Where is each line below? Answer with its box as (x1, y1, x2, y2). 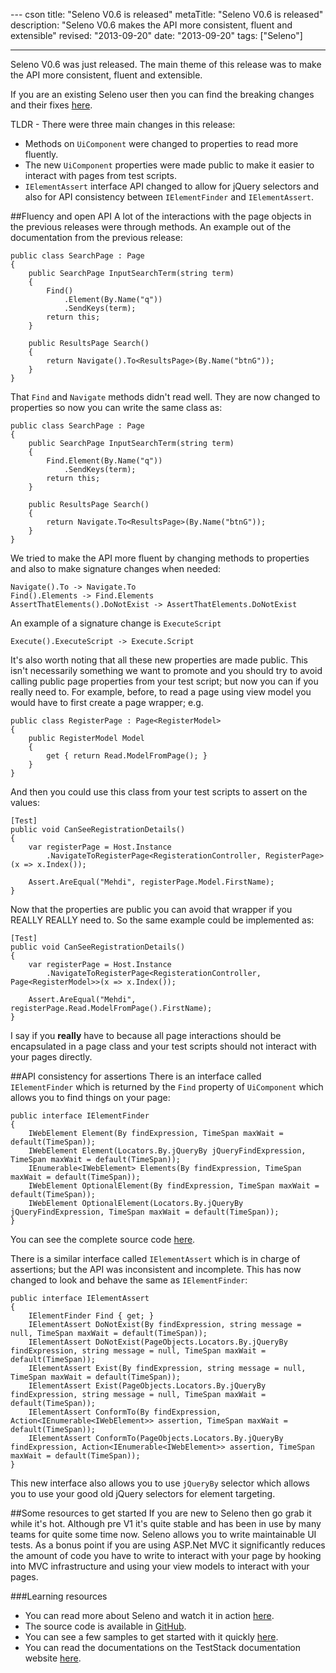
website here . (24, 1652, 82, 1664)
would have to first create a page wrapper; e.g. (10, 697, 204, 708)
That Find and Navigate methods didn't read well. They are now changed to (10, 391, 321, 403)
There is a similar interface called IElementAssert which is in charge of (10, 1253, 301, 1264)
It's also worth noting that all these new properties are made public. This (10, 654, 309, 666)
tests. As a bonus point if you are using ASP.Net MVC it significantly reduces (10, 1539, 326, 1551)
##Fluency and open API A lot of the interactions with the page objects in (10, 210, 312, 222)
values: (10, 797, 40, 808)
